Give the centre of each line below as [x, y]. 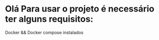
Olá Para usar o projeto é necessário [80, 9]
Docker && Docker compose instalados [44, 32]
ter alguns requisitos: [49, 19]
